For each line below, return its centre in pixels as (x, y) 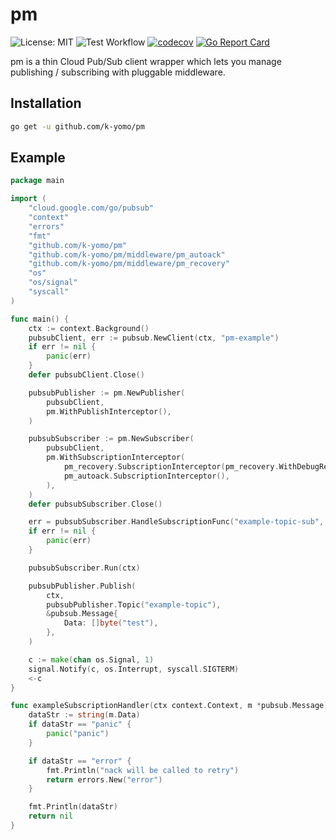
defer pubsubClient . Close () (86, 375)
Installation (46, 103)
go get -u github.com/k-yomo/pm (77, 126)
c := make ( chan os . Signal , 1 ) (91, 659)
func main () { (40, 319)
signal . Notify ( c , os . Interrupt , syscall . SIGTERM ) (134, 669)
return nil (51, 816)
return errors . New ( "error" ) (104, 779)
